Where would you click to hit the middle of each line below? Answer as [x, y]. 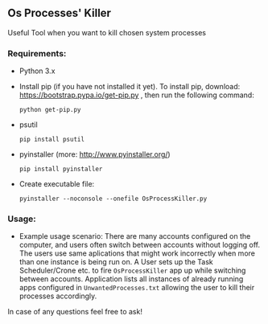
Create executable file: [57, 184]
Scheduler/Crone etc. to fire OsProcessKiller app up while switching [132, 271]
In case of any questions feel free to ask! [75, 312]
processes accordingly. [58, 296]
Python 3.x [37, 71]
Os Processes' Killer [60, 13]
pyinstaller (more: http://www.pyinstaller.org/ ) [95, 154]
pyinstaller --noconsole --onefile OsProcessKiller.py [113, 199]
